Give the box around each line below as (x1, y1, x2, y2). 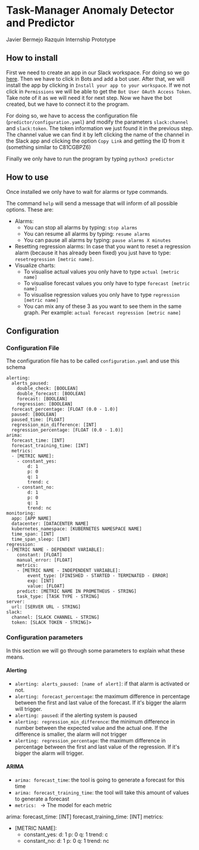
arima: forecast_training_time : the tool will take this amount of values (14, 789, 189, 796)
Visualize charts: (14, 262, 56, 269)
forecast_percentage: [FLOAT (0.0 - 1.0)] (11, 407, 118, 413)
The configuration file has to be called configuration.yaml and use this (6, 357, 180, 364)
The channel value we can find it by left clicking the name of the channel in (6, 131, 190, 138)
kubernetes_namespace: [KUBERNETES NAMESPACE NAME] (11, 526, 143, 532)
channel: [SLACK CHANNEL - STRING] (11, 615, 100, 621)
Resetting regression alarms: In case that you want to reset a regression (14, 243, 191, 250)
